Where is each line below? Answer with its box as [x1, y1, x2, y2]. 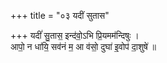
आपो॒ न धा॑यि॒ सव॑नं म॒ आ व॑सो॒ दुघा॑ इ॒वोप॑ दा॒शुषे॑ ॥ [10, 41, 157, 52]
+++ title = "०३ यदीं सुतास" [10, 10, 110, 21]
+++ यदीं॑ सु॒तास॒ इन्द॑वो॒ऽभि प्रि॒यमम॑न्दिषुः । [10, 30, 140, 41]
